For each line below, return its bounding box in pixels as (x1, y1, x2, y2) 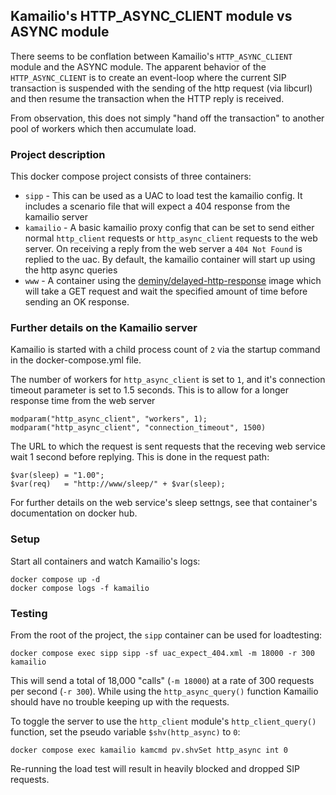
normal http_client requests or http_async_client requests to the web (24, 232, 318, 244)
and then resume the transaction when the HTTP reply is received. (10, 92, 285, 104)
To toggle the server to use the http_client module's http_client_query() (10, 715, 317, 727)
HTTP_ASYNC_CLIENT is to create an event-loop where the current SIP (10, 71, 287, 83)
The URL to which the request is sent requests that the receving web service (10, 440, 326, 453)
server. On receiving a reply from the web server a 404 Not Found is (24, 243, 303, 255)
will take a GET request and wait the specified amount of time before (24, 285, 308, 298)
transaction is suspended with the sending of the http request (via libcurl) (10, 82, 313, 94)
